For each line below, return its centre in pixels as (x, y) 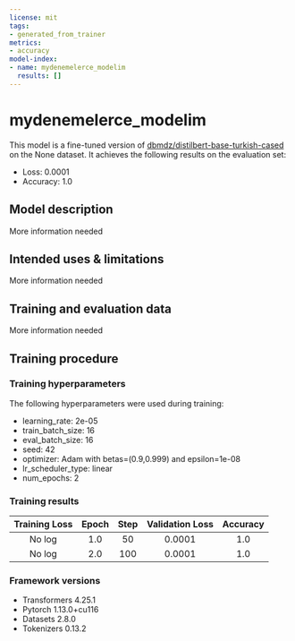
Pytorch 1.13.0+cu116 (60, 610)
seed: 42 (38, 449)
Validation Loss (180, 525)
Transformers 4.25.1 (59, 600)
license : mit (34, 17)
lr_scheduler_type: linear (67, 468)
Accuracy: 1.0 (47, 181)
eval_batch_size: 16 (58, 440)
